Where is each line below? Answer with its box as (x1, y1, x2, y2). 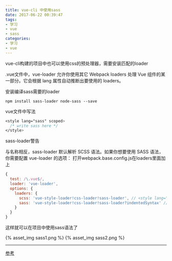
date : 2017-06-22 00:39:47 (5, 12, 63, 17)
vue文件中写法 (5, 108, 36, 114)
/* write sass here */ (10, 123, 58, 128)
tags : (5, 17, 17, 22)
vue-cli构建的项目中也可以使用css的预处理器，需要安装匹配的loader (5, 60, 148, 67)
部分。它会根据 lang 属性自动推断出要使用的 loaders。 (9, 77, 124, 83)
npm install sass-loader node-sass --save (5, 98, 97, 104)
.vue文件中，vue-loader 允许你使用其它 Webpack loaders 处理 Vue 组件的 (5, 71, 161, 77)
